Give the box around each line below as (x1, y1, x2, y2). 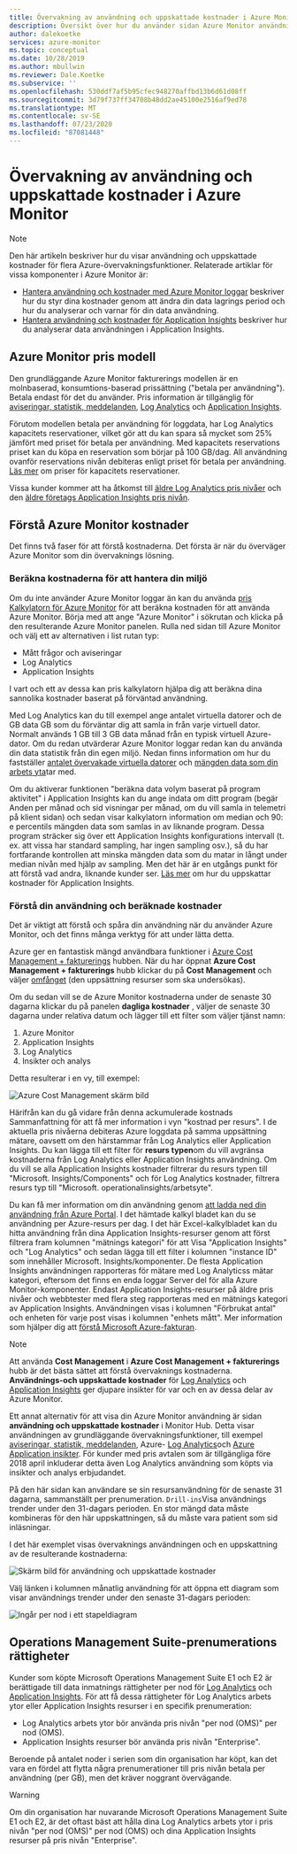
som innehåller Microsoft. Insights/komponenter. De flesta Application (9, 1256, 263, 1266)
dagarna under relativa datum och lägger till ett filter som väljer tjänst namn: (9, 1011, 286, 1021)
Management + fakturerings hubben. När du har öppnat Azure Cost (9, 956, 256, 966)
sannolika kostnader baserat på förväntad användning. (9, 692, 209, 704)
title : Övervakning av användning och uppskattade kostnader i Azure (9, 12, 271, 22)
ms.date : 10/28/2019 (9, 54, 86, 63)
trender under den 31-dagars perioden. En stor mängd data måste (9, 1504, 249, 1514)
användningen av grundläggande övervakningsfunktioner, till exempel (9, 1430, 263, 1441)
